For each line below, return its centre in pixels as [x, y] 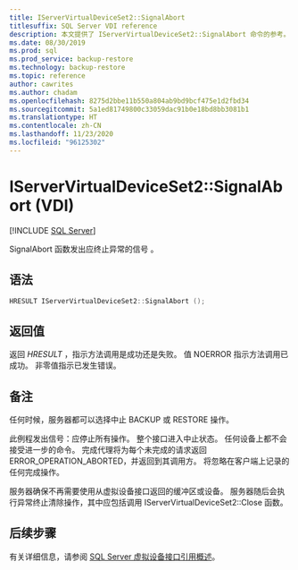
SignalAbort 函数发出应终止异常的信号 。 [84, 249]
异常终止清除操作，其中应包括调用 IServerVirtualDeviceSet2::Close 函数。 [152, 502]
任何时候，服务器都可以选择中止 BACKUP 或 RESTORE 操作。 [122, 420]
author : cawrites [41, 84]
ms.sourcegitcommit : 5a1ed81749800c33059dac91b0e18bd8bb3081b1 [129, 109]
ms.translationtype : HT [54, 117]
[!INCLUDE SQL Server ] [53, 230]
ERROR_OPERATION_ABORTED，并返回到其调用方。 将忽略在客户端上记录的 [149, 461]
